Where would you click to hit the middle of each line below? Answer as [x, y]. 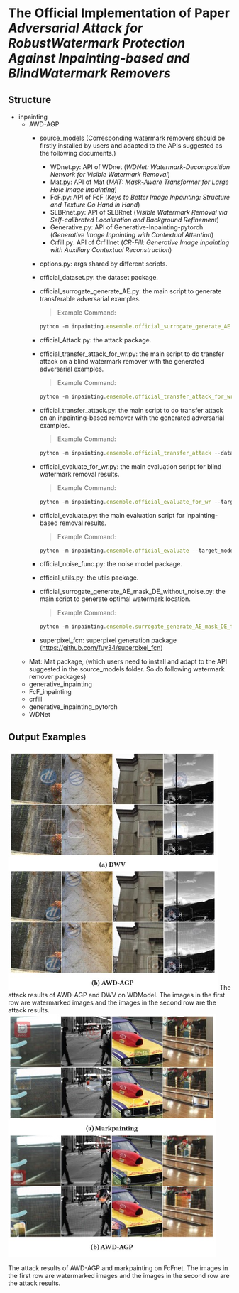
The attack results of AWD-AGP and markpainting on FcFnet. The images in [118, 1268]
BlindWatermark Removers [89, 74]
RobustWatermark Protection [97, 43]
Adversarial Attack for [76, 28]
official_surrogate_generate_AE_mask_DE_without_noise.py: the [132, 592]
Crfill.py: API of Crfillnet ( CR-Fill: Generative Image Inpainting [140, 242]
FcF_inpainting [50, 692]
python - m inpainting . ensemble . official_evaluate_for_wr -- [130, 502]
